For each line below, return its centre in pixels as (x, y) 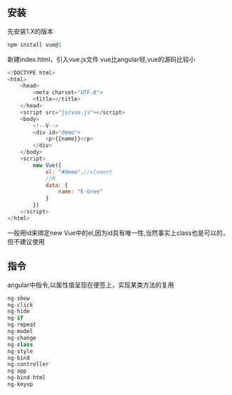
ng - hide (19, 312)
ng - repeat (22, 325)
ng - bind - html (27, 378)
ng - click (20, 305)
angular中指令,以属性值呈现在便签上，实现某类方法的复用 (91, 285)
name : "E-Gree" (80, 192)
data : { (57, 185)
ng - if (15, 318)
